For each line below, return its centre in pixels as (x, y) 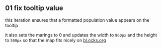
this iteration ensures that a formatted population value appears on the (77, 20)
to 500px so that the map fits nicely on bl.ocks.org (56, 40)
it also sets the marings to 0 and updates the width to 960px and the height (81, 35)
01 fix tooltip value (34, 8)
